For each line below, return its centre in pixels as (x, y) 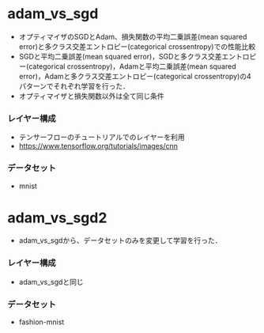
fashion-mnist (41, 322)
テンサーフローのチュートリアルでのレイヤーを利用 (102, 137)
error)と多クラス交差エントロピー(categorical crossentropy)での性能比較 (137, 46)
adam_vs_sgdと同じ (51, 282)
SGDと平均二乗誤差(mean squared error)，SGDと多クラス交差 (120, 56)
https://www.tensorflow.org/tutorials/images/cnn (98, 146)
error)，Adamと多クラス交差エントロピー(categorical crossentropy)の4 (135, 76)
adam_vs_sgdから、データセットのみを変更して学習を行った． (120, 240)
